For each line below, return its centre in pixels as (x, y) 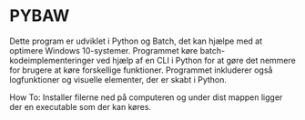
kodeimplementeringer (52, 60)
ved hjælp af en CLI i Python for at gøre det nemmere (196, 60)
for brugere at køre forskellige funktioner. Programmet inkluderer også (141, 70)
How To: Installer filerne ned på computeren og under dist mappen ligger (146, 97)
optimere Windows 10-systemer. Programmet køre (104, 50)
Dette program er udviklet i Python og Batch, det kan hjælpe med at (136, 41)
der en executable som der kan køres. (81, 106)
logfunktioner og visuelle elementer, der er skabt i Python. (118, 79)
